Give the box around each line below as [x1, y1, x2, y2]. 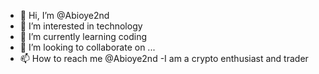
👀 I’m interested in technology [19, 20, 143, 32]
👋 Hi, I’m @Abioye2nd [19, 10, 110, 21]
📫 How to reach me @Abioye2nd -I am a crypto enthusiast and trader [19, 53, 309, 64]
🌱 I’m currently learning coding [19, 31, 148, 42]
